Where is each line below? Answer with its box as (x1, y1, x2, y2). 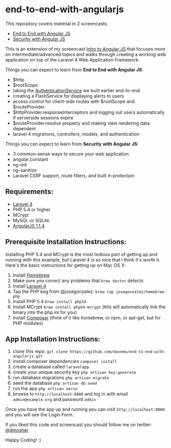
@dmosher (5, 427, 29, 433)
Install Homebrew (12, 272, 50, 278)
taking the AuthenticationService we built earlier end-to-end (12, 87, 140, 93)
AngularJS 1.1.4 (12, 223, 45, 229)
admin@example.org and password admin (12, 396, 96, 402)
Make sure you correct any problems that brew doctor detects (12, 278, 143, 284)
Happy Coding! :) (5, 437, 41, 443)
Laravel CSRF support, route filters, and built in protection (12, 173, 135, 179)
